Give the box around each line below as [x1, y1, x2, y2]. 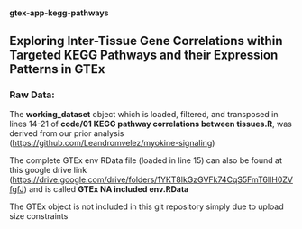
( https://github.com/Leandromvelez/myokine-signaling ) [9, 138, 215, 149]
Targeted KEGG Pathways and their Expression [9, 47, 279, 62]
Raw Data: [9, 88, 56, 101]
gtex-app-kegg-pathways [9, 7, 109, 18]
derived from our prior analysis [9, 128, 124, 139]
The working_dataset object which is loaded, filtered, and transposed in [9, 109, 279, 120]
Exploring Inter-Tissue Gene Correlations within [9, 32, 283, 49]
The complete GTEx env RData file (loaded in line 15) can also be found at [9, 155, 282, 166]
